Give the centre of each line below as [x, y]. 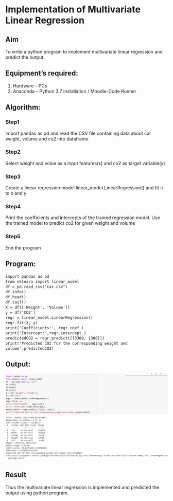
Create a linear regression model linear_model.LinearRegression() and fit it [84, 188]
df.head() [16, 297]
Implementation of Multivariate [73, 10]
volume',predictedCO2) [30, 348]
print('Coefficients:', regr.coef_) [45, 328]
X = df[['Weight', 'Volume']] [38, 307]
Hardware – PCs [30, 85]
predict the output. [25, 57]
